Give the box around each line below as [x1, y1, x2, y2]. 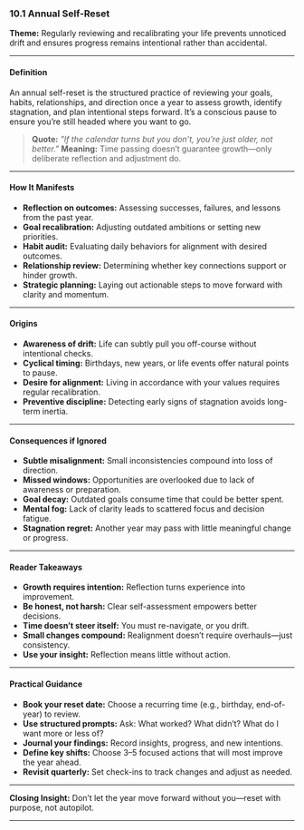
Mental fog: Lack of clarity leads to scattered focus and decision [22, 503, 265, 514]
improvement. [22, 591, 75, 602]
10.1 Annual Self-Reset [9, 7, 110, 20]
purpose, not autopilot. [9, 802, 95, 813]
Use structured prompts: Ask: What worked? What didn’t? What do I [22, 718, 279, 728]
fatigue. [22, 513, 52, 524]
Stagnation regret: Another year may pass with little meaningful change [22, 522, 291, 533]
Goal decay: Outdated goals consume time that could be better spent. [22, 493, 285, 505]
